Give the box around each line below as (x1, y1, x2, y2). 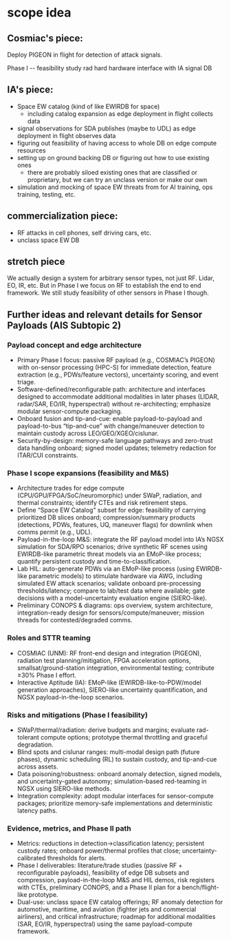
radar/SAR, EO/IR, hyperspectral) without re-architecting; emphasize (16, 400, 211, 408)
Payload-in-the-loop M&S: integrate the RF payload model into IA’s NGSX (16, 535, 224, 544)
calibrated (16, 854, 46, 862)
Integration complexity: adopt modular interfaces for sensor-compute (16, 792, 214, 800)
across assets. (16, 762, 58, 771)
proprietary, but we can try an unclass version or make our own (27, 175, 208, 184)
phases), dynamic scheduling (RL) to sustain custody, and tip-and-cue (16, 755, 217, 764)
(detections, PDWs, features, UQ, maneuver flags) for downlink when (16, 521, 213, 529)
